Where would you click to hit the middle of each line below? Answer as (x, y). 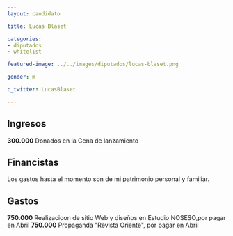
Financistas (33, 162)
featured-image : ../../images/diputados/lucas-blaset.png (93, 64)
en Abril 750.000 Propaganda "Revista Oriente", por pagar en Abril (103, 225)
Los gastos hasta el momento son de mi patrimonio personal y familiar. (109, 179)
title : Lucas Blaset (37, 26)
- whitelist (24, 52)
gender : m (22, 77)
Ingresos (27, 124)
